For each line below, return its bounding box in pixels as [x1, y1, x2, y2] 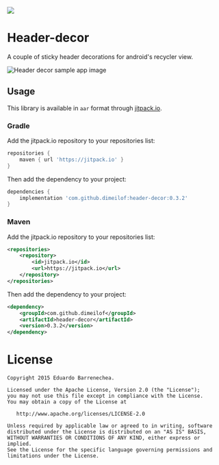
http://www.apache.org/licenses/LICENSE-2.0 [16, 411, 146, 418]
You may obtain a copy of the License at [7, 399, 127, 405]
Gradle [7, 121, 30, 130]
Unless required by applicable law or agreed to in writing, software [7, 423, 213, 429]
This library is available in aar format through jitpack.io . [7, 103, 162, 112]
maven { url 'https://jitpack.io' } [19, 156, 125, 163]
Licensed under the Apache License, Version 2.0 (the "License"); [7, 387, 201, 394]
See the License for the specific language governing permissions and [7, 447, 213, 453]
